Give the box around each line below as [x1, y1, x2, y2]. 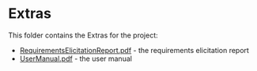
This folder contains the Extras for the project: [8, 30, 158, 40]
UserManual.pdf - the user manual [19, 54, 133, 63]
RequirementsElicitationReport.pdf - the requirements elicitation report [19, 45, 249, 55]
